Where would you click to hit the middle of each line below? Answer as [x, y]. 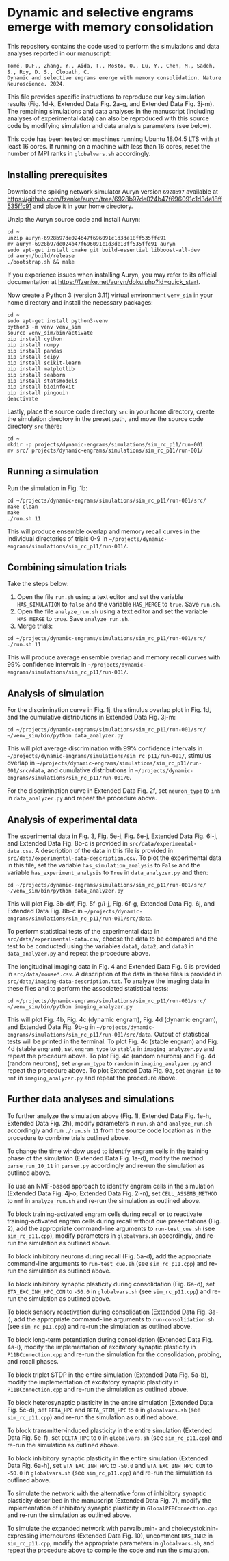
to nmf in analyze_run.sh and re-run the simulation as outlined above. [104, 1200]
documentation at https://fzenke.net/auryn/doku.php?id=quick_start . [104, 281]
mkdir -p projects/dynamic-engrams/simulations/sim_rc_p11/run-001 [105, 444]
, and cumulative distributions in [89, 770]
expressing [23, 1536]
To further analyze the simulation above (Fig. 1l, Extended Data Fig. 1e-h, [109, 1116]
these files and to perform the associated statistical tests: [88, 988]
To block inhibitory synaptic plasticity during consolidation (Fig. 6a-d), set [111, 1284]
